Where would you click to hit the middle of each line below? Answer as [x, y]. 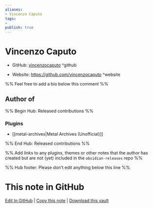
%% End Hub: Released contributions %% [47, 143]
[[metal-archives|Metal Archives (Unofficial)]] [58, 134]
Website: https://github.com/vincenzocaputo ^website [66, 75]
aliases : [14, 9]
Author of [20, 99]
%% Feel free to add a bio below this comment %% [57, 84]
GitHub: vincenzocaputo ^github [44, 65]
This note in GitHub [45, 187]
